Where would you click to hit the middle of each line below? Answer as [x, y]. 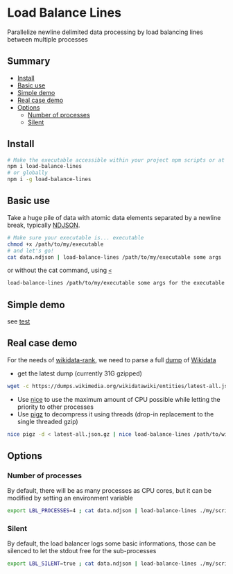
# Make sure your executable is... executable [76, 237]
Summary [29, 61]
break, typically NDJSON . [44, 225]
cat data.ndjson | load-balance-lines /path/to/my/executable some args [114, 257]
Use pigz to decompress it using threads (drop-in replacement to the [115, 414]
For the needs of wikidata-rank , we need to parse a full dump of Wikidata [112, 360]
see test [19, 321]
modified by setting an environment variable [70, 498]
